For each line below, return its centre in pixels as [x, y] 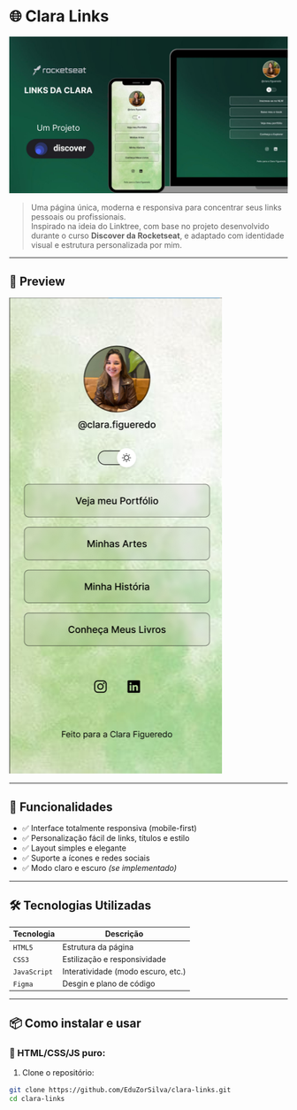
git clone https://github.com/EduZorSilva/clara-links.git [120, 1090]
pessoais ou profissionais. [78, 217]
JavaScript [33, 972]
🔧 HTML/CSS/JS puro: [57, 1053]
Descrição [124, 934]
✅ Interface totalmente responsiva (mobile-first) [109, 829]
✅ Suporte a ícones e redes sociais [86, 858]
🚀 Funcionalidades [61, 807]
